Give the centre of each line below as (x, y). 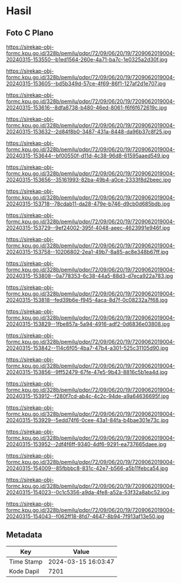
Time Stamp (26, 562)
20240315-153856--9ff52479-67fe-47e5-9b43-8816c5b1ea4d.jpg (87, 372)
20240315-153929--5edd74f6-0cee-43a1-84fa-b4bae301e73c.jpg (88, 420)
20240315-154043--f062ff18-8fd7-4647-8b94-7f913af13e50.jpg (85, 516)
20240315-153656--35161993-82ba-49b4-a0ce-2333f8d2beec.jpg (88, 180)
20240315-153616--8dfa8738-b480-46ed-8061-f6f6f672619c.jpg (86, 107)
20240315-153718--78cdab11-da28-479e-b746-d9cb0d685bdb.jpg (88, 204)
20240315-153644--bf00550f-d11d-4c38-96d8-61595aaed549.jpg (88, 156)
